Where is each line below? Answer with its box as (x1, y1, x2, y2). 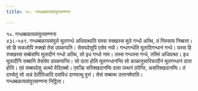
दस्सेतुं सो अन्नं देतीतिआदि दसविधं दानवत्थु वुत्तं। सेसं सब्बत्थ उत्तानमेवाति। (6, 71, 143, 78)
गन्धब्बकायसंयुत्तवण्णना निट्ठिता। (6, 77, 65, 84)
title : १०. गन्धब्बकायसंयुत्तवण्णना (6, 8, 70, 15)
